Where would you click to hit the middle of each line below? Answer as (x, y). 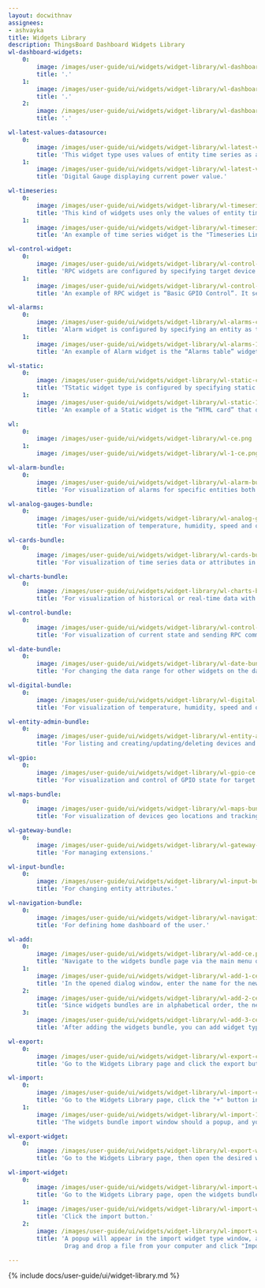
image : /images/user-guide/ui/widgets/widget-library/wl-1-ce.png (148, 454)
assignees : (26, 23)
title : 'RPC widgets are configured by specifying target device (146, 271)
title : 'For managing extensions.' (95, 852)
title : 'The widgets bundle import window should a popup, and (142, 1122)
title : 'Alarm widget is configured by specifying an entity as (144, 329)
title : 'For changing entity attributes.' (107, 889)
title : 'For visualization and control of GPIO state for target (146, 780)
